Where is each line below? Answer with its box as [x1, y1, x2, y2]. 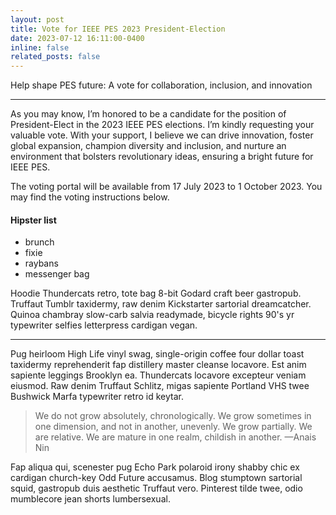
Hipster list [10, 214, 57, 226]
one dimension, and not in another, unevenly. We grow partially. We [34, 421, 313, 433]
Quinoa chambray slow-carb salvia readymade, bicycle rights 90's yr [10, 309, 295, 321]
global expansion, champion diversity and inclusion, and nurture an [10, 140, 287, 152]
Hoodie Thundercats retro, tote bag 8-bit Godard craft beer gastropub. [10, 287, 302, 300]
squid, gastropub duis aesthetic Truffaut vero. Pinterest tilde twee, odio [10, 482, 303, 495]
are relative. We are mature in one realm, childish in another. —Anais [34, 431, 317, 443]
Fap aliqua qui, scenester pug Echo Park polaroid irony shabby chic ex [10, 461, 300, 473]
